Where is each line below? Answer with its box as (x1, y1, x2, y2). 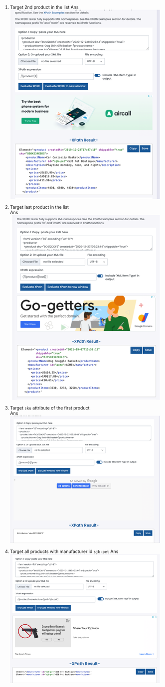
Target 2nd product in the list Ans (9, 4, 79, 10)
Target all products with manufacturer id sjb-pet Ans (9, 548, 119, 554)
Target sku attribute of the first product (9, 405, 90, 411)
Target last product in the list (9, 204, 69, 210)
